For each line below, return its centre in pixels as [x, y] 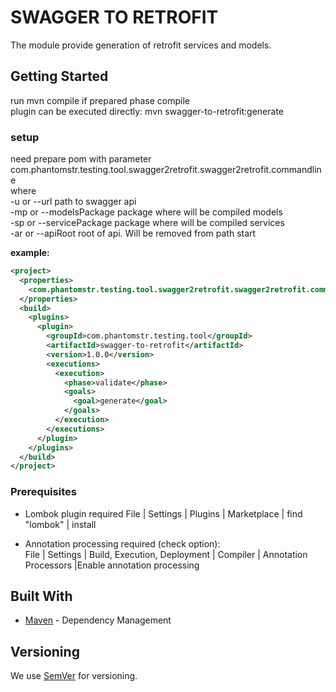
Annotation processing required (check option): [122, 543]
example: [30, 253]
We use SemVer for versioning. [74, 676]
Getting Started [59, 76]
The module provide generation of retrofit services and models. [141, 45]
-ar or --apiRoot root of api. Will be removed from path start [133, 233]
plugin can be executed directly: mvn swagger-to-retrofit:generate [147, 111]
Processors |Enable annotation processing [112, 565]
